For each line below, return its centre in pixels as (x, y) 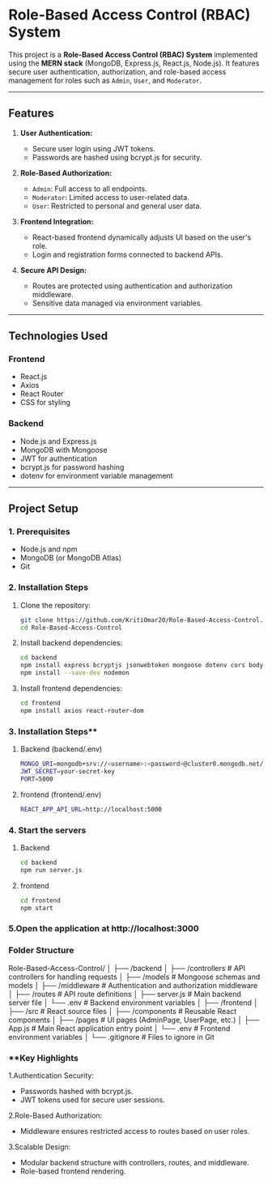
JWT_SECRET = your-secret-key (67, 772)
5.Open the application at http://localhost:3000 (104, 929)
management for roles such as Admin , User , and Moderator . (105, 80)
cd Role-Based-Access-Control (71, 628)
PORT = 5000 (37, 779)
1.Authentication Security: (51, 1075)
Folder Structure (41, 951)
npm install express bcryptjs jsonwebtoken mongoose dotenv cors (132, 666)
